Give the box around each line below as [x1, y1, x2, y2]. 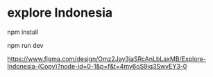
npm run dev [7, 41, 44, 49]
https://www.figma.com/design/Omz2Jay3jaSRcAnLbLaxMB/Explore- [7, 54, 207, 63]
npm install [7, 28, 39, 36]
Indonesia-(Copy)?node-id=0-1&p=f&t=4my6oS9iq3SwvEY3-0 [7, 62, 187, 70]
